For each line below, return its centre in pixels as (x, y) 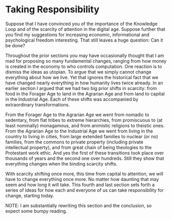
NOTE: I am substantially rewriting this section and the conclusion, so (79, 205)
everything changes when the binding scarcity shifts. (61, 163)
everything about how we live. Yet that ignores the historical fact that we (82, 77)
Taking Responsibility (52, 10)
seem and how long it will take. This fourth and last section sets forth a (80, 185)
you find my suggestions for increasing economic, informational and (78, 34)
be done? (15, 45)
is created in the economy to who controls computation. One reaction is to (84, 66)
